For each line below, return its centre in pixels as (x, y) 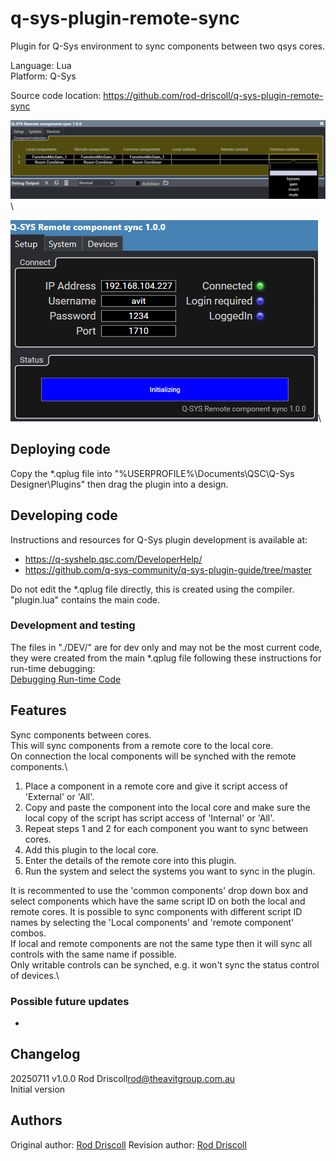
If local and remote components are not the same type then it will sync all (161, 943)
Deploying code (60, 449)
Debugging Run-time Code (66, 679)
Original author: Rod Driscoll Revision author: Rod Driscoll (128, 1144)
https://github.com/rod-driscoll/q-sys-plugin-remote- (213, 95)
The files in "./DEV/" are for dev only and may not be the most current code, (166, 647)
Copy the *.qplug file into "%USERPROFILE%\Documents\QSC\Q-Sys (152, 473)
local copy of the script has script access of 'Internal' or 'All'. (149, 818)
